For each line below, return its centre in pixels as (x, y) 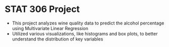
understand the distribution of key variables (57, 39)
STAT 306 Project (42, 9)
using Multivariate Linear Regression (50, 28)
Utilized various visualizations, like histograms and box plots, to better (85, 33)
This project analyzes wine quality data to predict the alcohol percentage (88, 23)
